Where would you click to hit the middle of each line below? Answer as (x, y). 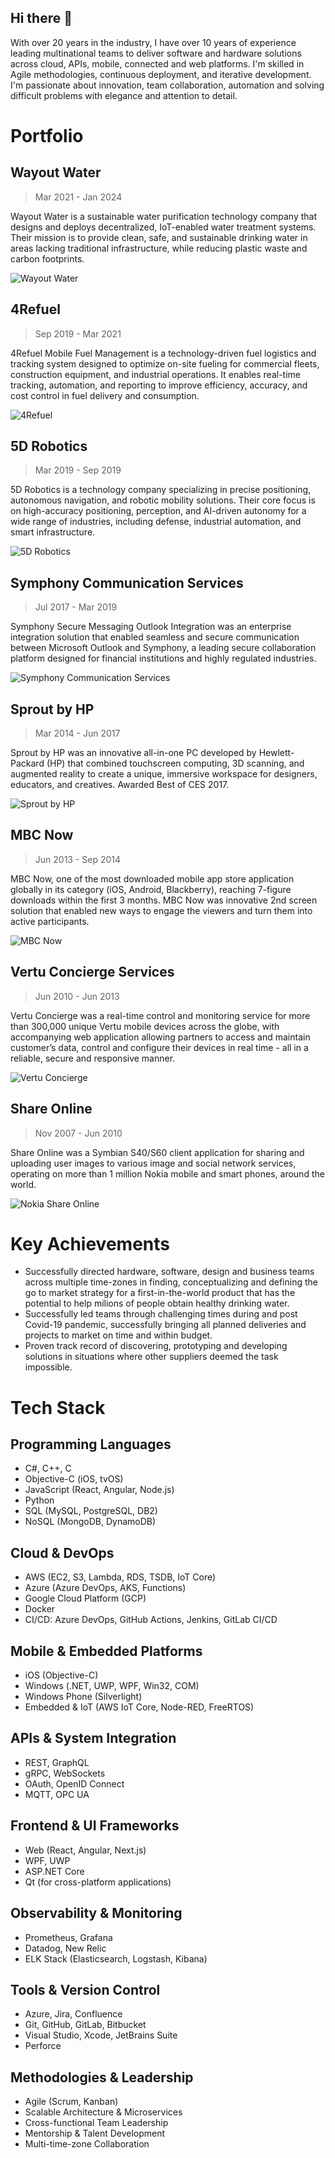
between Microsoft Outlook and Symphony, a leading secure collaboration (163, 648)
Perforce (43, 2046)
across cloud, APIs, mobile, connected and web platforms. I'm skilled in (157, 63)
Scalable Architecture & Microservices (103, 2112)
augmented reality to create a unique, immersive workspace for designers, (164, 774)
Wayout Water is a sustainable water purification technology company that (163, 216)
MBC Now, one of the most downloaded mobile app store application (152, 878)
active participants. (50, 921)
